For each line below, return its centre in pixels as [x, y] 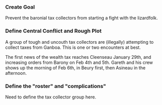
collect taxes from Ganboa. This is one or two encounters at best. [73, 47]
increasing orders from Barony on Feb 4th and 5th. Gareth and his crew [79, 62]
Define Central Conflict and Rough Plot [53, 31]
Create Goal [20, 7]
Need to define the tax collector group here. [51, 97]
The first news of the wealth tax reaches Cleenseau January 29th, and [78, 57]
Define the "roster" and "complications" [56, 86]
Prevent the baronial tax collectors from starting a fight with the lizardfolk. [82, 18]
